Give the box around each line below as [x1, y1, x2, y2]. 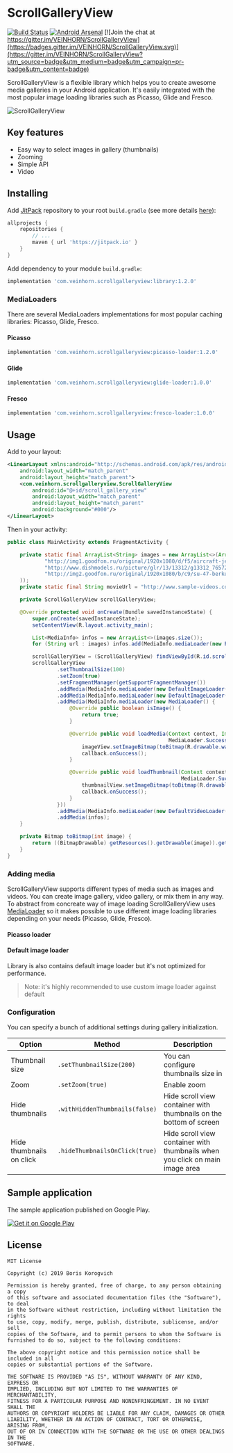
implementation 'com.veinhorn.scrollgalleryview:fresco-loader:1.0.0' [7, 410, 216, 417]
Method [94, 1040, 121, 1050]
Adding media [7, 869, 55, 878]
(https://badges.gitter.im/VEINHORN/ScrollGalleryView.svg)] [7, 42, 179, 51]
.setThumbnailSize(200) [57, 1061, 136, 1069]
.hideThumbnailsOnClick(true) [57, 1147, 157, 1155]
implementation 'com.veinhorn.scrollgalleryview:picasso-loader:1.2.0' [7, 349, 218, 356]
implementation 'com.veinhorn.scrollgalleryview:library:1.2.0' [7, 278, 197, 284]
